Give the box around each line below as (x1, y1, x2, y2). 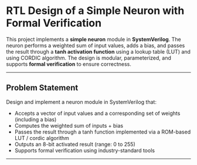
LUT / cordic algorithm (14, 134, 69, 141)
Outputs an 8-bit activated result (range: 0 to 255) (14, 141, 136, 148)
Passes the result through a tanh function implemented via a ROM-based (14, 128, 191, 135)
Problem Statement (6, 83, 79, 93)
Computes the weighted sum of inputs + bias (14, 122, 124, 129)
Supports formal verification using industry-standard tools (14, 147, 155, 154)
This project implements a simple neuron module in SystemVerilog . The (6, 36, 181, 43)
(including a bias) (14, 115, 57, 123)
